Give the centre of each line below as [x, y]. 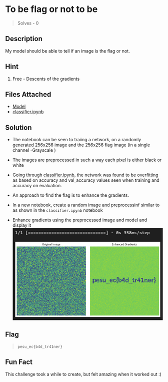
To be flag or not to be [51, 9]
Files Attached [28, 94]
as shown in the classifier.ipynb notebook [57, 210]
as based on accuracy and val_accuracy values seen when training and [86, 180]
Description [24, 39]
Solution [18, 127]
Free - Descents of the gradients [46, 79]
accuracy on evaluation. [37, 186]
